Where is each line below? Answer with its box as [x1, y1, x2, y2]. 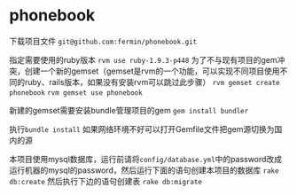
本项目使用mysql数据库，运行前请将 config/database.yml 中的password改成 [9, 153, 282, 164]
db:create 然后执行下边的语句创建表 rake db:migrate [9, 175, 202, 186]
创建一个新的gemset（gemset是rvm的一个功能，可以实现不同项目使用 [24, 66, 280, 76]
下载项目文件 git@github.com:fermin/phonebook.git [9, 35, 198, 46]
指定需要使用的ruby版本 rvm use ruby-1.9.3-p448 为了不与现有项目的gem [9, 54, 277, 65]
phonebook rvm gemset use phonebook [9, 88, 144, 97]
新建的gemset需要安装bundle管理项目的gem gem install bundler [9, 105, 249, 115]
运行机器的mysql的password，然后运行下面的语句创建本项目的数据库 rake [9, 165, 279, 175]
